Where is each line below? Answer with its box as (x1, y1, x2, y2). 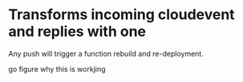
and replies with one (8, 22, 147, 41)
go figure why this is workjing (8, 64, 106, 73)
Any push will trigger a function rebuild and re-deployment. (8, 49, 205, 58)
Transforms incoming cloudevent (8, 6, 235, 24)
